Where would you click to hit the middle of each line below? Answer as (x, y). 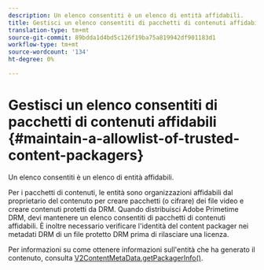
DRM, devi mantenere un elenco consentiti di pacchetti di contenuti (117, 217)
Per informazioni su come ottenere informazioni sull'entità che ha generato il (132, 250)
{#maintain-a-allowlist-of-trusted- (124, 139)
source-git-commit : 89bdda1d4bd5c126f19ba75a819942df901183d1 (112, 37)
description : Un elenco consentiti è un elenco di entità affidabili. (126, 15)
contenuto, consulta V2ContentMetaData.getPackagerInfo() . (106, 257)
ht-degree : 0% (31, 60)
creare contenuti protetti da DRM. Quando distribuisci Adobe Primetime (123, 209)
